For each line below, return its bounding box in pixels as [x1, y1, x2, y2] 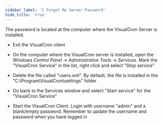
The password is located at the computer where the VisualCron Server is [5, 26, 157, 32]
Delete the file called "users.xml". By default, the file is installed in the [12, 72, 158, 78]
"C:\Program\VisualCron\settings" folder [12, 78, 97, 84]
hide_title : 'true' [5, 12, 47, 17]
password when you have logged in [12, 113, 87, 120]
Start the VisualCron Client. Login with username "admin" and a [12, 103, 146, 109]
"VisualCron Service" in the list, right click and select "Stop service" [12, 62, 155, 68]
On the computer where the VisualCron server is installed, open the [12, 52, 154, 58]
